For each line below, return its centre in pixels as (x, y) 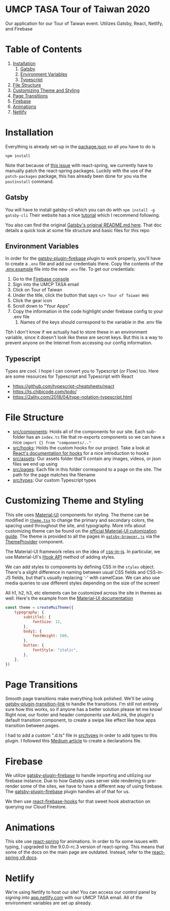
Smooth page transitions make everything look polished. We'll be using (79, 699)
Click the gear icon (32, 301)
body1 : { (33, 631)
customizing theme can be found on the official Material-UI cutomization (81, 531)
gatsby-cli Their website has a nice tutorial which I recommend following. (83, 215)
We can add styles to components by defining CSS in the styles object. (80, 567)
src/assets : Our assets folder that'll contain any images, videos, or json (87, 459)
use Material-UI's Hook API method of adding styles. (60, 557)
